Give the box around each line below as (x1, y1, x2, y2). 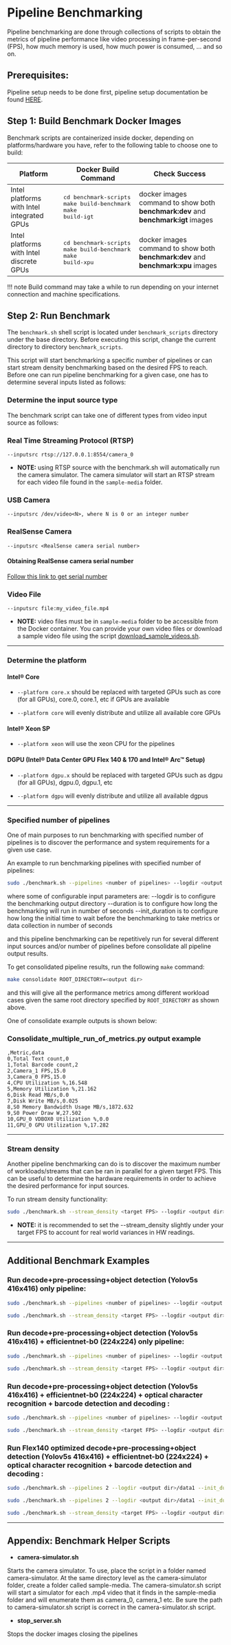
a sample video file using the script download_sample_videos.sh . (16, 632, 201, 640)
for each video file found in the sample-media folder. (16, 478, 163, 486)
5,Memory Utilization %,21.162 (7, 1085, 97, 1092)
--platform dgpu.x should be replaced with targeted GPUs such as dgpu (16, 771, 223, 779)
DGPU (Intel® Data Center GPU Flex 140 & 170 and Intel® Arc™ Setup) (7, 755, 206, 763)
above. (7, 1003, 27, 1011)
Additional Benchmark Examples (7, 1255, 150, 1266)
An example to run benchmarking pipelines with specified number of (7, 858, 201, 867)
